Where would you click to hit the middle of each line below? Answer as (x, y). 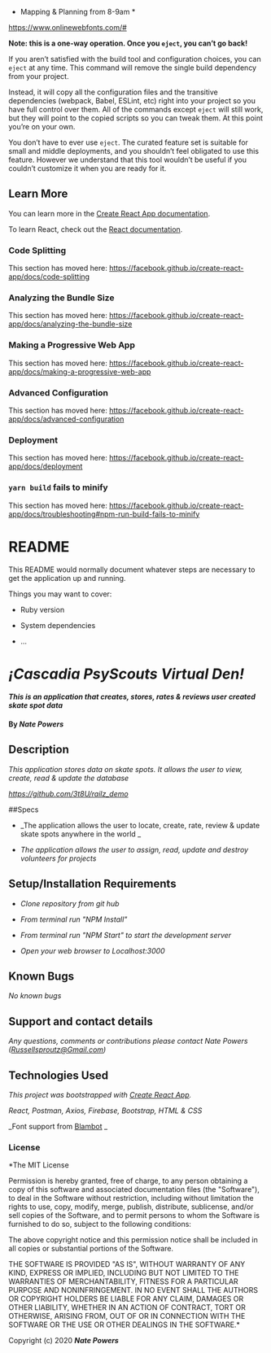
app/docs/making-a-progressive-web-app (80, 371)
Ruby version (42, 609)
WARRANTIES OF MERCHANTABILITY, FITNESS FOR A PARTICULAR (123, 1281)
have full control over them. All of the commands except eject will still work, (136, 109)
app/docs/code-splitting (49, 277)
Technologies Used (58, 1075)
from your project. (39, 76)
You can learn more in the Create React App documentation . (109, 213)
